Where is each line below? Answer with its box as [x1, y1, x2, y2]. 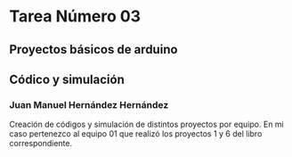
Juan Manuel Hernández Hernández [9, 98, 169, 111]
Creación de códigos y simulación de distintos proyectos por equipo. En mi [9, 119, 285, 130]
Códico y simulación [9, 71, 125, 87]
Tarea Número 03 [9, 6, 141, 27]
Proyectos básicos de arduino [9, 42, 178, 57]
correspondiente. [9, 138, 73, 149]
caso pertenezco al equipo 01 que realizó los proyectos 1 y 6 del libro [9, 128, 263, 139]
